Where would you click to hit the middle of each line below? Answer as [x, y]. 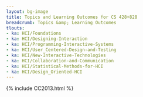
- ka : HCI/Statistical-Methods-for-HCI [55, 66]
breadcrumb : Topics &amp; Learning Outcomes [61, 22]
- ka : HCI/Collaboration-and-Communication [60, 61]
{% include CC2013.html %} [40, 88]
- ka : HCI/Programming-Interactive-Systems [60, 45]
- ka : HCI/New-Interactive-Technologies [56, 55]
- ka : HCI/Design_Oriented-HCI [44, 72]
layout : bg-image [27, 11]
